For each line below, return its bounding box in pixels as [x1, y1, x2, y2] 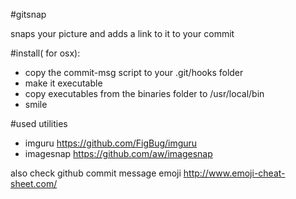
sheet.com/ [10, 178, 58, 189]
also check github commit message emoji [10, 167, 182, 179]
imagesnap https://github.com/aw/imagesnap [24, 148, 213, 159]
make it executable [24, 77, 103, 89]
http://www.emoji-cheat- [183, 167, 286, 179]
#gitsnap [10, 9, 47, 20]
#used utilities [10, 118, 68, 129]
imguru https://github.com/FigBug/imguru [24, 137, 198, 149]
